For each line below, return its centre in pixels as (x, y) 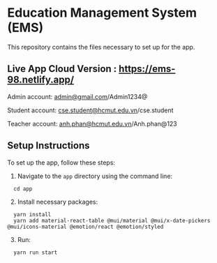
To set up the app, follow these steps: (61, 163)
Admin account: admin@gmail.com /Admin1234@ (77, 96)
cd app (23, 189)
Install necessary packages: (58, 202)
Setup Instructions (48, 145)
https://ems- (147, 69)
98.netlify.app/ (41, 80)
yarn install (32, 214)
